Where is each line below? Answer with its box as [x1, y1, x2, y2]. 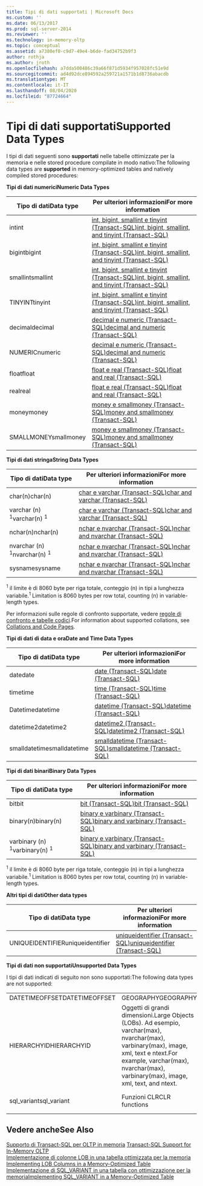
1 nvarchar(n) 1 [9, 549, 51, 559]
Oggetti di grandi [121, 1003, 170, 1012]
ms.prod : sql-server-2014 [6, 25, 71, 32]
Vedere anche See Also [6, 1125, 94, 1135]
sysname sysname [9, 564, 61, 572]
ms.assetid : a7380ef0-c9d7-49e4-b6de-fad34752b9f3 [6, 48, 137, 55]
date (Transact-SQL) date [94, 667, 167, 675]
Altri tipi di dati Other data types [6, 891, 88, 898]
